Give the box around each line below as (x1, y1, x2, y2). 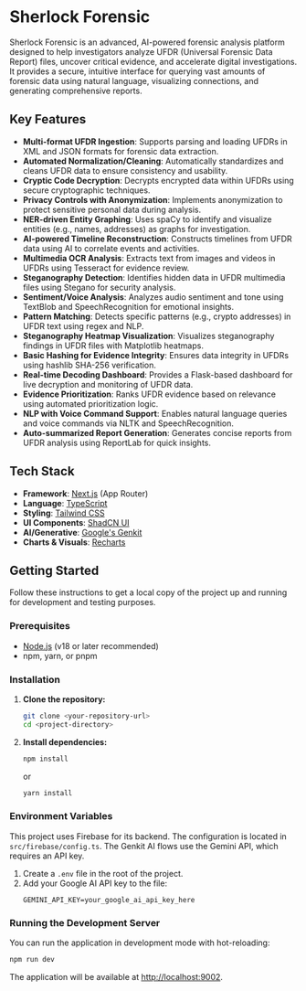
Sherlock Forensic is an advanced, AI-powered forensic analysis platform (9, 37, 285, 48)
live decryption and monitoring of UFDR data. (22, 378, 194, 389)
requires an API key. (9, 850, 85, 861)
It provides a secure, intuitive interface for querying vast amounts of (9, 66, 266, 77)
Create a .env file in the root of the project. (22, 868, 184, 879)
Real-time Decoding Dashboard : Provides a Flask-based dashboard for (22, 368, 293, 380)
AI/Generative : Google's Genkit (22, 527, 142, 538)
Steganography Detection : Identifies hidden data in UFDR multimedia (22, 272, 286, 282)
